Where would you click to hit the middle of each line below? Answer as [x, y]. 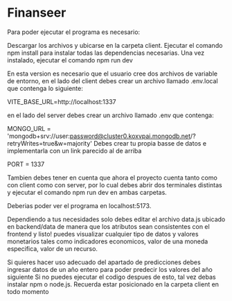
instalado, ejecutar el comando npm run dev [70, 60]
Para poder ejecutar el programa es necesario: [74, 32]
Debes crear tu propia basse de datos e [150, 143]
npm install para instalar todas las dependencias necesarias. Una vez [106, 53]
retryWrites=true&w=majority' [50, 143]
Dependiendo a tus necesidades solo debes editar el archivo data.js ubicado [116, 219]
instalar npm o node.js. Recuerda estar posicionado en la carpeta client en [113, 284]
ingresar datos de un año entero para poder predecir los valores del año [110, 269]
